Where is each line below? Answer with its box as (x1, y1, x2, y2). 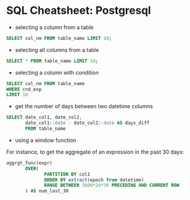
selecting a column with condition (14, 69, 99, 76)
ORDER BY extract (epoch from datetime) (44, 176, 145, 183)
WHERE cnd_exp (6, 86, 42, 92)
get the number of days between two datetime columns (14, 103, 153, 110)
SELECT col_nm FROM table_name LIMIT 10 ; (6, 35, 112, 41)
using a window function (14, 137, 77, 144)
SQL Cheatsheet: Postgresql (6, 4, 151, 18)
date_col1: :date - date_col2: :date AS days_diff (25, 120, 150, 126)
